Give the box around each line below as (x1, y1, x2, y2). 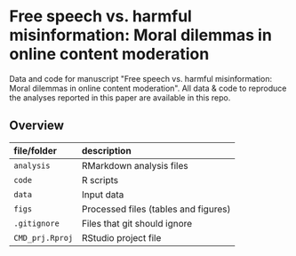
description (81, 144, 132, 156)
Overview (9, 118, 65, 133)
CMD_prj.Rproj (13, 233, 74, 243)
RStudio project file (81, 231, 162, 244)
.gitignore (13, 218, 60, 228)
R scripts (81, 173, 118, 186)
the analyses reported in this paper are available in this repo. (9, 92, 231, 103)
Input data (81, 188, 124, 201)
